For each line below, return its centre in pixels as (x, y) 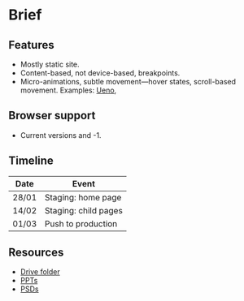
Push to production (81, 223)
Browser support (52, 116)
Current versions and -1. (61, 135)
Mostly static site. (50, 64)
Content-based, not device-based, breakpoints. (100, 73)
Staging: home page (83, 197)
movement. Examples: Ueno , (68, 90)
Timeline (31, 161)
